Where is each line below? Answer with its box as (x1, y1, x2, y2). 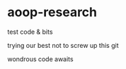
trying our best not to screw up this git (7, 41, 119, 49)
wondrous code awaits (7, 54, 74, 63)
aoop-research (7, 4, 98, 20)
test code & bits (7, 27, 53, 36)
